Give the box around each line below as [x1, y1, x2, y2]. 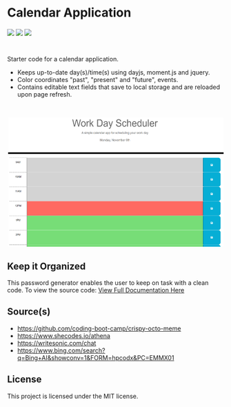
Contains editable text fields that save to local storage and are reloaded [17, 83, 221, 91]
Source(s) [7, 306, 51, 318]
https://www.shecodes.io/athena [17, 331, 110, 339]
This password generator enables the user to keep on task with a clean [7, 278, 209, 287]
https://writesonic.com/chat [17, 339, 97, 347]
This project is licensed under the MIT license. [7, 392, 139, 400]
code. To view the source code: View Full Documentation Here [7, 286, 185, 294]
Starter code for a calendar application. [7, 55, 119, 63]
